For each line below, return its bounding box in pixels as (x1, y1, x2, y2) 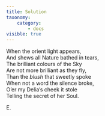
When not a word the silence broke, (6, 79, 94, 87)
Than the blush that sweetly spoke (6, 73, 92, 81)
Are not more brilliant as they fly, (6, 67, 87, 74)
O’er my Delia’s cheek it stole (6, 86, 78, 93)
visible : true (6, 31, 42, 37)
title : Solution (6, 8, 47, 15)
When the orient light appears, (6, 47, 82, 55)
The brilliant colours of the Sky (6, 61, 82, 68)
